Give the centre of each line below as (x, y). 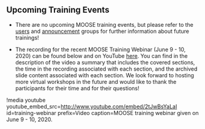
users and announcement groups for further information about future (102, 31)
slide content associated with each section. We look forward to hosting (105, 75)
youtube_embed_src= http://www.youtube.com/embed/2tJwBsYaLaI (92, 106)
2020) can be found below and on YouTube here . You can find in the (101, 56)
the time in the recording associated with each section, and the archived (106, 69)
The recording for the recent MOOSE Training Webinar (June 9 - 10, (100, 49)
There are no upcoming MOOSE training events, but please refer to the (104, 24)
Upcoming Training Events (58, 10)
